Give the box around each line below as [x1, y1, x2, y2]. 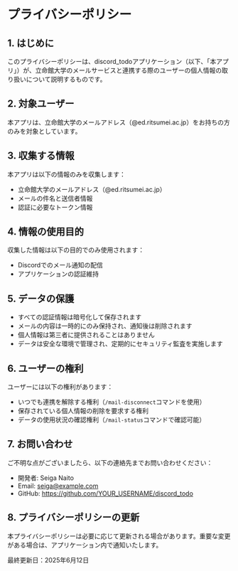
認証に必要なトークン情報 [17, 203, 93, 211]
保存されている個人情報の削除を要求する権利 [17, 407, 149, 415]
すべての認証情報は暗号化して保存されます [17, 313, 142, 321]
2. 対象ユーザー [7, 97, 75, 110]
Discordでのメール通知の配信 [17, 261, 103, 270]
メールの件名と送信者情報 [17, 193, 93, 203]
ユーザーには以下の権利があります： [7, 383, 114, 391]
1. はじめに [7, 37, 55, 49]
